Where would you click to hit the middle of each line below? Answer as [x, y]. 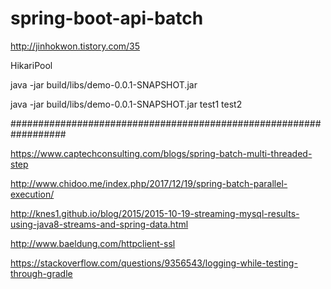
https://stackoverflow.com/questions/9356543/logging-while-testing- [154, 263]
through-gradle [41, 273]
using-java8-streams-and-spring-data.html [99, 224]
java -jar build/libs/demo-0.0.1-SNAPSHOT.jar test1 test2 [126, 104]
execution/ [32, 194]
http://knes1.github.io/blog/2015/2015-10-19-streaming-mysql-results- [155, 213]
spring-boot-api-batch [107, 18]
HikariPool [31, 65]
